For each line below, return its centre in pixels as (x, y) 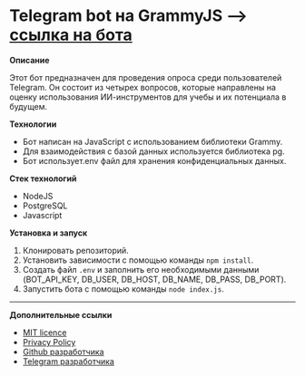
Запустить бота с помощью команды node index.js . (123, 289)
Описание (30, 60)
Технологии (33, 124)
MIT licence (44, 333)
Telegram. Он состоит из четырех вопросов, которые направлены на (143, 87)
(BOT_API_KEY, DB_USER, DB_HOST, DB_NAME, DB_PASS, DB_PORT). (154, 279)
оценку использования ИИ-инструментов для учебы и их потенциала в (148, 97)
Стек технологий (43, 178)
